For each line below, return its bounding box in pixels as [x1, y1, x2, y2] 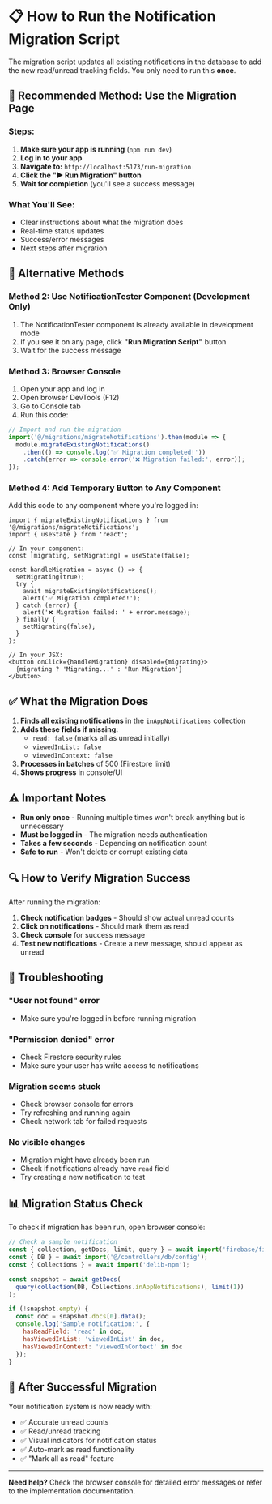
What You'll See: [8, 199, 75, 210]
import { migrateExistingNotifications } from [8, 516, 168, 524]
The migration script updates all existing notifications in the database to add [8, 57, 261, 66]
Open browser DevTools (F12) [19, 392, 120, 402]
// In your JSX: [8, 651, 63, 660]
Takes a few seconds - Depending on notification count [19, 839, 208, 848]
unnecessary [19, 821, 64, 831]
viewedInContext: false [32, 752, 113, 760]
